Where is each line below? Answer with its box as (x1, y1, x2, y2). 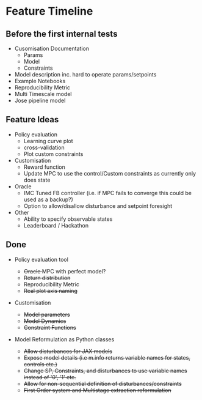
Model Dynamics (23, 317, 67, 325)
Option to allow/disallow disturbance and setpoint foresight (23, 202, 173, 209)
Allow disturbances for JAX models (23, 347, 113, 355)
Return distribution (23, 274, 71, 281)
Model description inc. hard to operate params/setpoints (14, 71, 157, 78)
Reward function (23, 163, 65, 171)
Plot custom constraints (23, 150, 84, 157)
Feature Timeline (5, 4, 93, 18)
